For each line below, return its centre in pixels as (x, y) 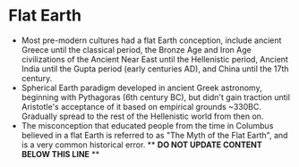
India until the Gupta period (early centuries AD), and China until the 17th (155, 69)
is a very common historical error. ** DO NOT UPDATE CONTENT (142, 145)
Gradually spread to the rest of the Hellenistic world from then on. (142, 116)
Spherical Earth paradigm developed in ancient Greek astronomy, (141, 88)
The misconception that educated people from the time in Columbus (147, 125)
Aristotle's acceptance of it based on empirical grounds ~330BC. (141, 106)
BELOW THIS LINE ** (60, 154)
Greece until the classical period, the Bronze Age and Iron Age (136, 49)
